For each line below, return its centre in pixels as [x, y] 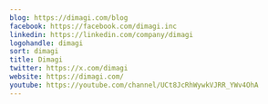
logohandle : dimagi [46, 43]
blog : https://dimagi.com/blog [69, 18]
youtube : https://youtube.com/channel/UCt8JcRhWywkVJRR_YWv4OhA [134, 85]
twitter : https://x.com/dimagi [69, 69]
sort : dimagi [34, 52]
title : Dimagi [36, 60]
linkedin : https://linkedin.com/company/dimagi [102, 34]
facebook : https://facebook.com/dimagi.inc [93, 26]
